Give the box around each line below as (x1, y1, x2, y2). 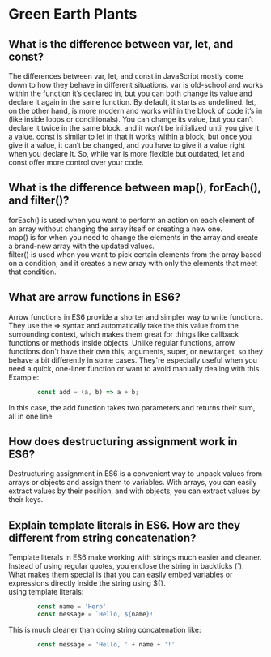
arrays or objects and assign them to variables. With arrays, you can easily (8, 478, 257, 487)
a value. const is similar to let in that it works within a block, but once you (8, 131, 252, 141)
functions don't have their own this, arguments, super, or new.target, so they (8, 346, 263, 356)
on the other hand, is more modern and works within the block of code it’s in (8, 106, 263, 115)
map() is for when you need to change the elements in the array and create (8, 232, 259, 242)
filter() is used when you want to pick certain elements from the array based (8, 249, 262, 260)
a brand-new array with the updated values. (8, 241, 155, 251)
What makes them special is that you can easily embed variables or (8, 569, 233, 580)
